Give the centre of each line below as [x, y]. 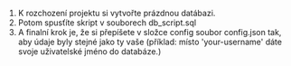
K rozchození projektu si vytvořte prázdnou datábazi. [117, 13]
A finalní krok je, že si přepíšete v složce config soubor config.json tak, [150, 32]
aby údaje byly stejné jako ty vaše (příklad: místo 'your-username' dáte [150, 42]
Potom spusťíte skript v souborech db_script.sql [107, 23]
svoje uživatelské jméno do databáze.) [89, 52]
